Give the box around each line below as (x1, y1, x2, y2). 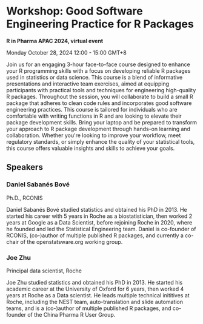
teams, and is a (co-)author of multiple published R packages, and (6, 305, 171, 312)
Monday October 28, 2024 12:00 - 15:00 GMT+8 (6, 49, 127, 56)
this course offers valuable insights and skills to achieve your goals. (6, 144, 175, 152)
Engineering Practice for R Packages (6, 17, 194, 31)
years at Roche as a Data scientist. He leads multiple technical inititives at (6, 291, 190, 299)
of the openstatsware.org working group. (20, 238, 123, 245)
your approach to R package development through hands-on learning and (6, 125, 191, 132)
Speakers (6, 162, 44, 172)
